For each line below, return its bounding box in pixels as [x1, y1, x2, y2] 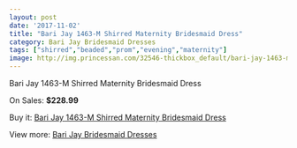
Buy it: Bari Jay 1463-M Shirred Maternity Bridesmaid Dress [9, 112, 227, 122]
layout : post [9, 12, 57, 22]
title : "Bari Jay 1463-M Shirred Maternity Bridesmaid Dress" [9, 29, 243, 38]
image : [9, 54, 34, 63]
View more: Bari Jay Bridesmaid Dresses [9, 129, 157, 139]
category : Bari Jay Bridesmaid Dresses [9, 37, 156, 47]
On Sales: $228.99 [9, 95, 79, 106]
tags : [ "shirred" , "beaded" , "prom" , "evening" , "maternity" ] [9, 46, 227, 55]
